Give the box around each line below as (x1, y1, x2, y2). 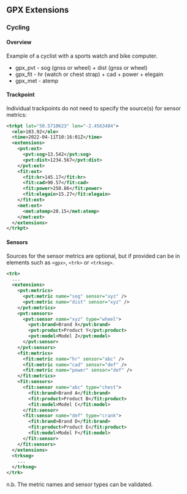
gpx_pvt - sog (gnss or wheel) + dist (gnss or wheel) (15, 64, 148, 71)
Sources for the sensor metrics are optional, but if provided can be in (6, 252, 180, 260)
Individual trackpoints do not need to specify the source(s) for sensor (6, 104, 182, 112)
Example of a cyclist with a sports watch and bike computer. (6, 52, 158, 59)
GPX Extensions (6, 5, 69, 15)
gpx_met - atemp (15, 77, 59, 84)
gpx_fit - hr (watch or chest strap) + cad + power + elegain (15, 70, 164, 78)
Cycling (6, 23, 30, 32)
